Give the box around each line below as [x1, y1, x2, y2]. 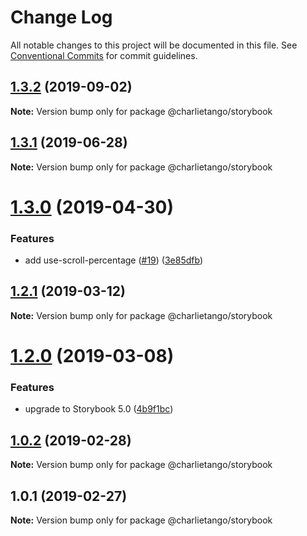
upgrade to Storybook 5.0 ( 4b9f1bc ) [24, 403, 174, 415]
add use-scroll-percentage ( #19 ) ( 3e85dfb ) [24, 254, 204, 266]
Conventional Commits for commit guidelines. [10, 49, 198, 61]
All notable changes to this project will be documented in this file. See [10, 39, 298, 51]
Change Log [10, 6, 113, 29]
